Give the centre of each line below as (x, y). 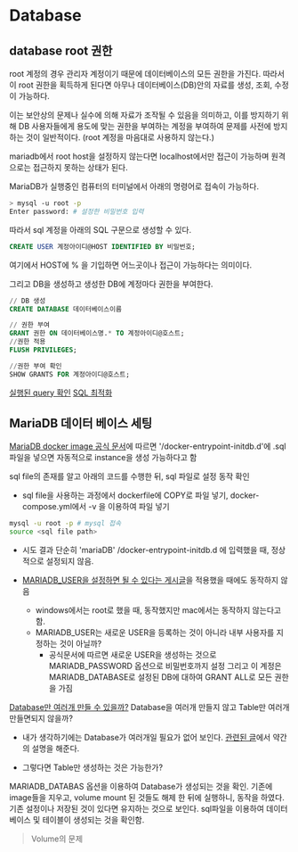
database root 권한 (61, 50)
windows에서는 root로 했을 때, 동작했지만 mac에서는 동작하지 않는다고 (158, 610)
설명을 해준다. (56, 749)
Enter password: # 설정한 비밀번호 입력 (77, 211)
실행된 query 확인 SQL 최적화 (61, 393)
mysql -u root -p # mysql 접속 (65, 524)
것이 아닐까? (81, 644)
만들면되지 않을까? (41, 718)
